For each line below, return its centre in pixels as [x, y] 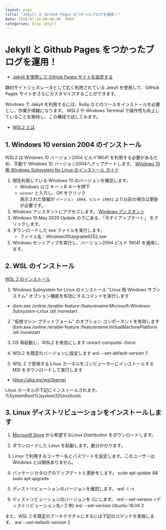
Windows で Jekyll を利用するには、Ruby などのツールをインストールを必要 [83, 105]
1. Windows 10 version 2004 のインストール [73, 145]
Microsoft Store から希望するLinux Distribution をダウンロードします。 [84, 435]
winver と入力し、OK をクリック [53, 193]
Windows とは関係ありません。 [44, 462]
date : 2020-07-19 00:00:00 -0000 [40, 19]
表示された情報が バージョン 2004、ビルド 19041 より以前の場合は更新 [89, 199]
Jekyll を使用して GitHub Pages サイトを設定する [63, 77]
